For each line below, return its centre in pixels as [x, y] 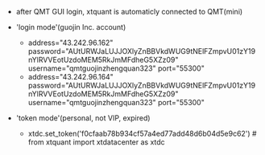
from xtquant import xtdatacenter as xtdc [96, 142]
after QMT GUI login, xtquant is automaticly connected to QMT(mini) [129, 12]
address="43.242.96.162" [70, 43]
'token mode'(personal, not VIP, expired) [83, 118]
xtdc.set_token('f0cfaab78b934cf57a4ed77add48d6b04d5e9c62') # [142, 133]
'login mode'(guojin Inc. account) [71, 27]
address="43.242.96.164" [71, 77]
